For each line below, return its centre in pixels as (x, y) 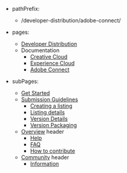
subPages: (25, 81)
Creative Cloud (49, 57)
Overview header (43, 132)
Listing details (47, 112)
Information (44, 164)
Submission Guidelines (50, 100)
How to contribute (53, 151)
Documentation (40, 50)
